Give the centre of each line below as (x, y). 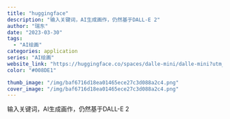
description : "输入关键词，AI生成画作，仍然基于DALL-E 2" (84, 20)
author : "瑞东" (28, 26)
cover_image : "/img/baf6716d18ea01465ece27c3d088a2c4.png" (93, 89)
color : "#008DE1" (32, 70)
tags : (15, 39)
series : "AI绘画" (31, 58)
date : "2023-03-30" (35, 32)
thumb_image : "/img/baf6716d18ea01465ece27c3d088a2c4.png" (93, 82)
